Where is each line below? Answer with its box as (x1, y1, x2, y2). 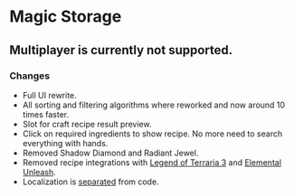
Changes (9, 70, 51, 82)
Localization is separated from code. (22, 176, 160, 187)
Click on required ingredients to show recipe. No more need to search (22, 128, 283, 139)
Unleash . (22, 166, 56, 177)
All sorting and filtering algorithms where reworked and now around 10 (22, 99, 286, 110)
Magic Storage (9, 6, 122, 27)
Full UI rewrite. (22, 89, 77, 100)
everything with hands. (22, 137, 109, 148)
